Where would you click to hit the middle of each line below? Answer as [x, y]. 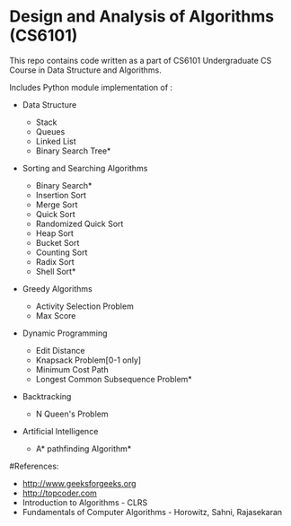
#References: [34, 466]
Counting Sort [62, 252]
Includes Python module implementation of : [91, 87]
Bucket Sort [57, 242]
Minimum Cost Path [72, 369]
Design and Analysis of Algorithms [142, 17]
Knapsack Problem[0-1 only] [88, 360]
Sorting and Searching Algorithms [85, 168]
